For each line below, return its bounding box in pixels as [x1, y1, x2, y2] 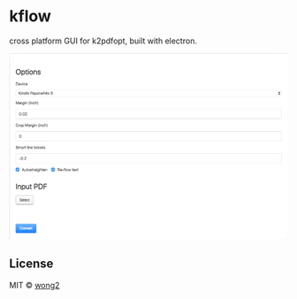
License [9, 257, 54, 272]
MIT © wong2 [9, 280, 60, 290]
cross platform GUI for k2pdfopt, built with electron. [9, 35, 197, 46]
